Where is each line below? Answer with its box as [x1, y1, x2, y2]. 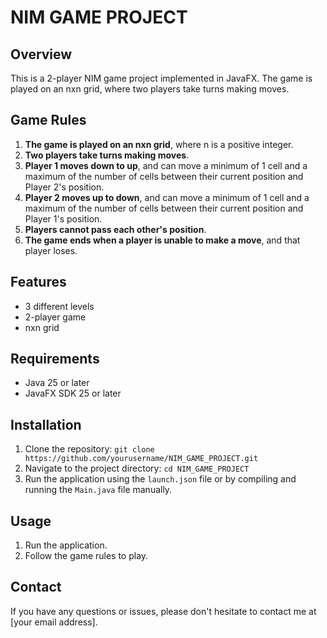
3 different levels [24, 300, 95, 312]
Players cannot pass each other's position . [24, 223, 207, 235]
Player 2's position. [24, 181, 105, 193]
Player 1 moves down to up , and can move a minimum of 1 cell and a [24, 159, 308, 171]
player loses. [24, 244, 78, 256]
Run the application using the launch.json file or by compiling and [24, 473, 297, 485]
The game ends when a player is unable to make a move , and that [24, 234, 301, 246]
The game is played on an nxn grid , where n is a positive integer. [24, 138, 294, 150]
